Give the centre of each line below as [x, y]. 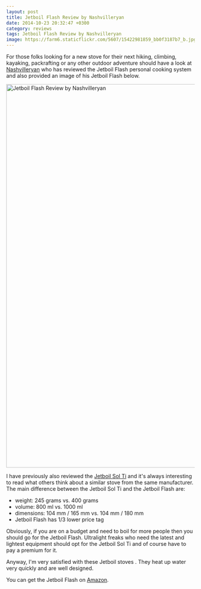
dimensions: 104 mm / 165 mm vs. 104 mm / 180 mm [79, 513]
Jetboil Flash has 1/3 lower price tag [59, 519]
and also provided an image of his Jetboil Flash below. [73, 76]
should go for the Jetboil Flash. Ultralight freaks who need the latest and [95, 537]
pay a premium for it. [32, 550]
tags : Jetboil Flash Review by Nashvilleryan [64, 34]
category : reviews [29, 28]
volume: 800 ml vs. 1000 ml [49, 507]
